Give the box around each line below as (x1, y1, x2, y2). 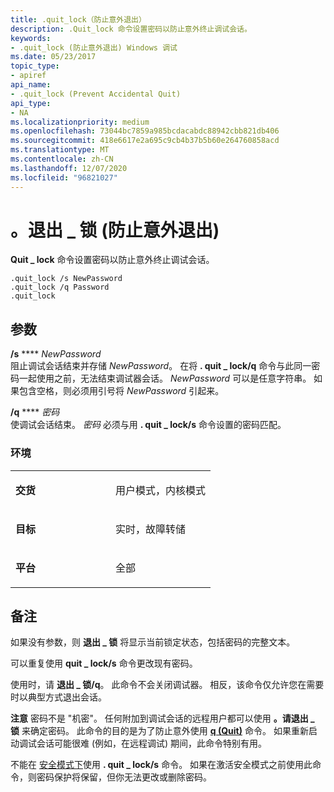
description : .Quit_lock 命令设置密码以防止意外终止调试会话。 (10, 24, 252, 34)
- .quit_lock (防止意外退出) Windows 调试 (10, 42, 178, 53)
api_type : (10, 98, 52, 108)
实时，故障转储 (115, 522, 187, 536)
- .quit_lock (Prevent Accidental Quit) (10, 89, 182, 99)
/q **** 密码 (10, 406, 60, 418)
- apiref (10, 71, 47, 81)
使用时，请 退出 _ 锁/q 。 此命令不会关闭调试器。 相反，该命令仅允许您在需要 (10, 679, 325, 691)
